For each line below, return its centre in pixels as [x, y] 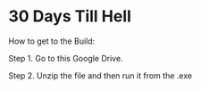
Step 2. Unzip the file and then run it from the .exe [100, 75]
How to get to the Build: [52, 41]
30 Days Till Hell [70, 16]
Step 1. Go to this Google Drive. [66, 58]
